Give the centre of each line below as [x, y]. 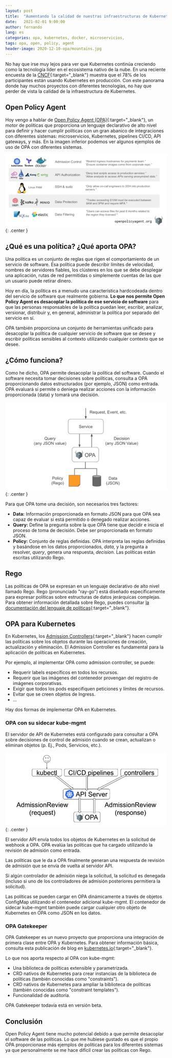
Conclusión [24, 1021]
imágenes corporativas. [38, 683]
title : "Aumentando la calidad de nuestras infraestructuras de [76, 16]
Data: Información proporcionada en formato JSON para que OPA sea [86, 514]
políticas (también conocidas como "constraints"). [66, 979]
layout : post [19, 11]
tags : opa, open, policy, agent [40, 44]
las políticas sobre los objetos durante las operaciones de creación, [77, 642]
